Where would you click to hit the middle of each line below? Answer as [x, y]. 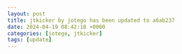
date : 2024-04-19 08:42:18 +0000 [56, 27]
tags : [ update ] [30, 40]
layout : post [26, 14]
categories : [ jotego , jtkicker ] [55, 33]
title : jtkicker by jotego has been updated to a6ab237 [91, 20]
